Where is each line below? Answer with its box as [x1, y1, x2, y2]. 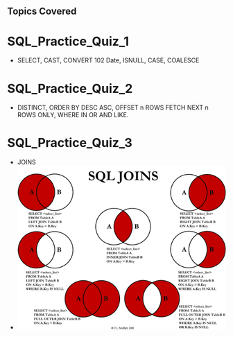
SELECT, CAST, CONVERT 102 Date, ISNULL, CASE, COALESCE [17, 56, 200, 64]
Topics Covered [7, 6, 77, 17]
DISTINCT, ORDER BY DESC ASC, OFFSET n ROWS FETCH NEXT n [17, 103, 209, 112]
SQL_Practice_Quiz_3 [7, 135, 133, 151]
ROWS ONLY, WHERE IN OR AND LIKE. [17, 111, 129, 119]
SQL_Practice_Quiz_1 [7, 33, 130, 49]
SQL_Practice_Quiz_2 [7, 80, 133, 96]
